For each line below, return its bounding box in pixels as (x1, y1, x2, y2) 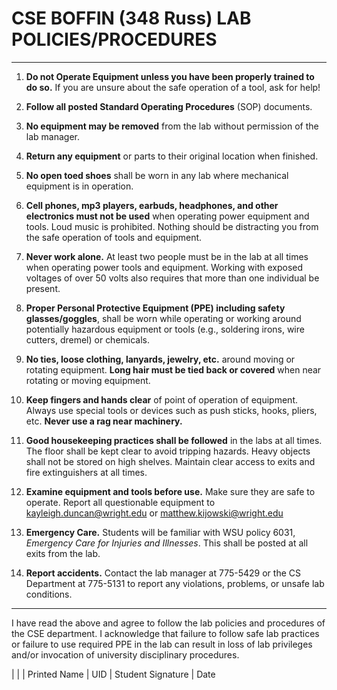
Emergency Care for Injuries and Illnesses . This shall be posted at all (25, 537, 309, 549)
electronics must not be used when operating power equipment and (25, 210, 310, 222)
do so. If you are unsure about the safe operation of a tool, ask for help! (25, 81, 321, 93)
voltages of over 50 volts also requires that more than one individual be (25, 272, 320, 284)
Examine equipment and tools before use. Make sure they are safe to (25, 485, 316, 497)
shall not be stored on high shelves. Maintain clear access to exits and (25, 455, 316, 467)
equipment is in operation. (25, 180, 134, 192)
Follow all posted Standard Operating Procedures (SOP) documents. (25, 100, 313, 112)
